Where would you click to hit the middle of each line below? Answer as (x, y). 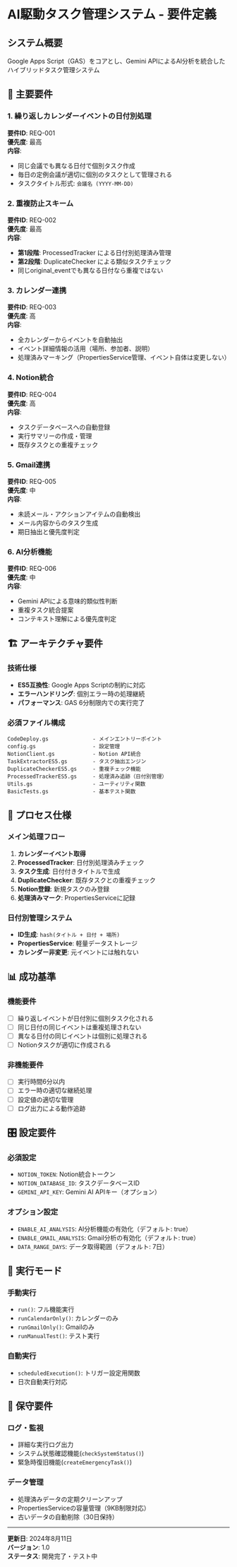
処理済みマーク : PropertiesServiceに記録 (76, 897)
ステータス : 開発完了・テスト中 (52, 1556)
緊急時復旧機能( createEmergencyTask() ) (75, 1462)
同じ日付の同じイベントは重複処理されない (79, 1027)
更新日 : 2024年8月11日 (40, 1538)
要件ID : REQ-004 (32, 394)
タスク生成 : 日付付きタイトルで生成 (69, 871)
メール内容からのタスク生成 (58, 523)
